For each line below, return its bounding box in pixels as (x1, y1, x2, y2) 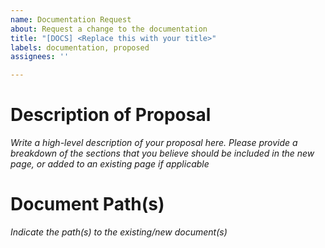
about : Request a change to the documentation (10, 24, 208, 34)
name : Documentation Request (10, 14, 132, 25)
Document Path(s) (10, 193, 165, 216)
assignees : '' (10, 52, 70, 62)
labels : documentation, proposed (10, 42, 150, 53)
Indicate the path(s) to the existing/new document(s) (10, 226, 228, 238)
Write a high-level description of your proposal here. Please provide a (10, 137, 298, 149)
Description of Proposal (10, 104, 212, 126)
